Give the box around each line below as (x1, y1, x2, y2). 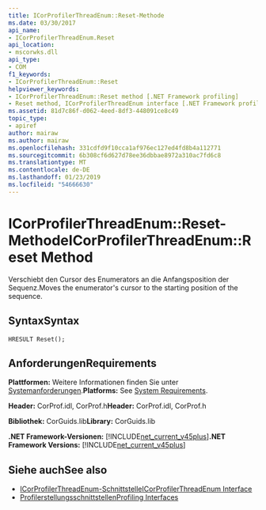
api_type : (8, 56, 41, 64)
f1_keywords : (8, 70, 51, 78)
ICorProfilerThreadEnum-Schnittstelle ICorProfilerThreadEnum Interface (19, 484, 253, 494)
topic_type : (8, 115, 47, 123)
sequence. (8, 291, 44, 300)
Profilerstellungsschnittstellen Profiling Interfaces (19, 493, 179, 502)
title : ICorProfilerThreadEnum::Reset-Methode (8, 11, 165, 20)
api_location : (8, 41, 55, 49)
